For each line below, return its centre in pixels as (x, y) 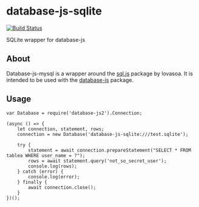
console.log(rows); (53, 166)
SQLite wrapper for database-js (46, 39)
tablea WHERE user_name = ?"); (46, 155)
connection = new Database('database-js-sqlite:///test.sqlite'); (103, 134)
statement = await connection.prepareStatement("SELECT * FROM (110, 150)
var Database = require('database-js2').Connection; (74, 113)
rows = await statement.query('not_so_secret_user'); (97, 161)
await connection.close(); (62, 187)
